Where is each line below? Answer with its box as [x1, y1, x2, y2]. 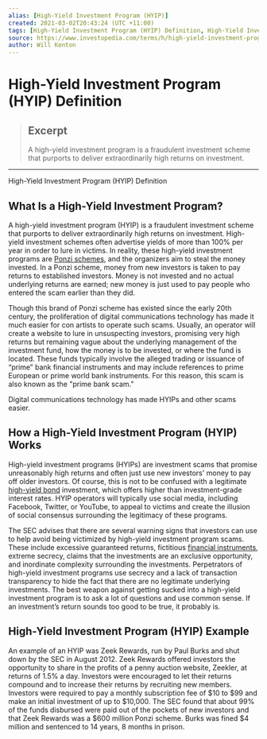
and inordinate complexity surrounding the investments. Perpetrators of [8, 559, 243, 569]
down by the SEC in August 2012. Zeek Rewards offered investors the [8, 654, 236, 664]
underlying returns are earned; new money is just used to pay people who [8, 279, 250, 288]
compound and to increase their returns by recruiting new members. [8, 679, 232, 689]
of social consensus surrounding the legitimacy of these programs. [8, 510, 228, 520]
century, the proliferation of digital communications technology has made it [8, 311, 254, 321]
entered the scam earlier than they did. [8, 288, 136, 297]
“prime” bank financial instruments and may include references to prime [8, 362, 244, 372]
